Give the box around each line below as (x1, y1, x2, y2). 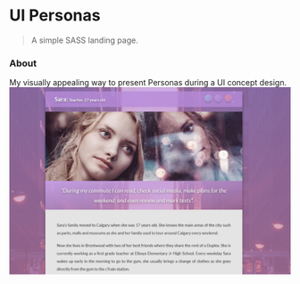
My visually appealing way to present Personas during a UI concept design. (9, 77, 287, 88)
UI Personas (9, 5, 101, 26)
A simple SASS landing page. (30, 35, 138, 45)
